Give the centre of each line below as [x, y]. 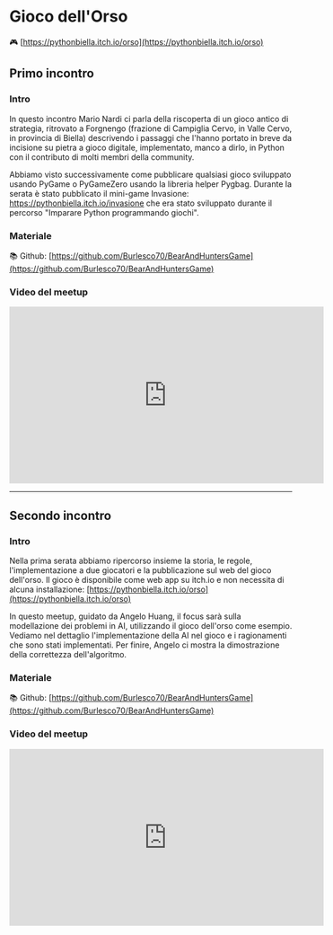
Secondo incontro [61, 515]
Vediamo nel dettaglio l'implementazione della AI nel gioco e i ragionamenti [148, 635]
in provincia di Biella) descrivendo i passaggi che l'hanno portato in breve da [151, 137]
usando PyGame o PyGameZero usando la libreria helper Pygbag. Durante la [151, 184]
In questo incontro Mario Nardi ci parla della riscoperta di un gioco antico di [149, 119]
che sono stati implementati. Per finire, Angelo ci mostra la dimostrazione [145, 645]
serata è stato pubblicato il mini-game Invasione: [99, 193]
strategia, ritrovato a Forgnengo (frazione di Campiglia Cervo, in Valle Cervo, [151, 128]
